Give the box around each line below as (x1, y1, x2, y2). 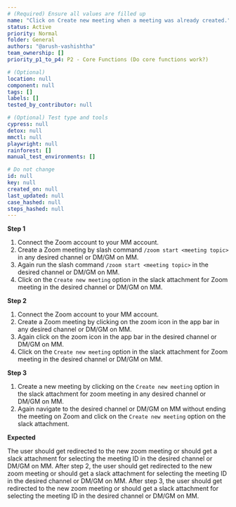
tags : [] (7, 89, 33, 96)
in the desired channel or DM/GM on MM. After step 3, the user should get (7, 477, 223, 485)
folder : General (7, 37, 55, 44)
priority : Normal (7, 30, 58, 37)
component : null (7, 82, 55, 89)
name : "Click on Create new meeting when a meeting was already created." (7, 17, 231, 24)
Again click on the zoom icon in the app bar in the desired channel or (17, 333, 217, 341)
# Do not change (7, 166, 55, 173)
